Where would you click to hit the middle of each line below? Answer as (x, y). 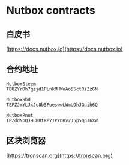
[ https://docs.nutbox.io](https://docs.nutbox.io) (64, 49)
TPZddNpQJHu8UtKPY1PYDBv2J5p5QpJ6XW (52, 120)
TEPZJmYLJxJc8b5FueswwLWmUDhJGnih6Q (52, 105)
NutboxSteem (21, 84)
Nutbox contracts (51, 11)
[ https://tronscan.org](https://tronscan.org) (59, 155)
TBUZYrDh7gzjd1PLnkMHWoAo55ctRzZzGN (52, 89)
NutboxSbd (19, 99)
